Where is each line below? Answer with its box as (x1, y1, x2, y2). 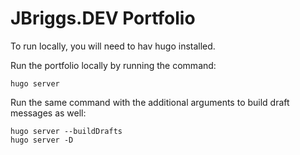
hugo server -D (10, 135, 74, 145)
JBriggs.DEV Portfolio (10, 7, 196, 30)
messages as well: (10, 107, 87, 119)
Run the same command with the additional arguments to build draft (10, 96, 290, 108)
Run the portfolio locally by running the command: (10, 59, 217, 71)
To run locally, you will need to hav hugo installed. (10, 40, 216, 52)
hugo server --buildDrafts (10, 126, 123, 136)
